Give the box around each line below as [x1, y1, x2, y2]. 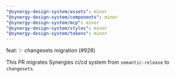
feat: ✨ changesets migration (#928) [6, 47, 96, 54]
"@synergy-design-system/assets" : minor [6, 8, 108, 15]
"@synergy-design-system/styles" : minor [6, 25, 108, 31]
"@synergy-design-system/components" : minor [6, 14, 118, 20]
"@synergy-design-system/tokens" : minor [6, 31, 108, 37]
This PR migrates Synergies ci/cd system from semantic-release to [6, 58, 170, 66]
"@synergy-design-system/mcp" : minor [6, 19, 100, 25]
